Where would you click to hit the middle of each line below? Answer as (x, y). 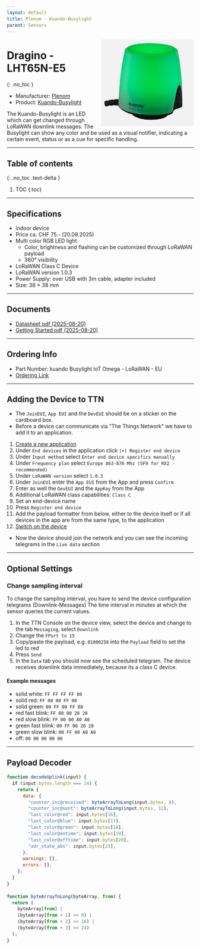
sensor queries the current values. (49, 611)
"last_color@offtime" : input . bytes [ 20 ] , (79, 840)
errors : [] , (37, 865)
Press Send (28, 655)
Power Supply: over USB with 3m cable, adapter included (85, 279)
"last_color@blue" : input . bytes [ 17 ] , (74, 821)
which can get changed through (46, 120)
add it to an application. (44, 433)
